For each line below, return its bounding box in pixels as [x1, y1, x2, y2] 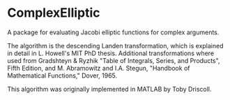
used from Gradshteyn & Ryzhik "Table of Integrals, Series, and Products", [7, 56, 220, 64]
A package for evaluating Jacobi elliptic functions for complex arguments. [7, 28, 220, 36]
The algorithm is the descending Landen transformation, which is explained [7, 41, 224, 50]
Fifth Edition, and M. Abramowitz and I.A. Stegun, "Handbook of [7, 64, 190, 72]
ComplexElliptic [7, 5, 100, 21]
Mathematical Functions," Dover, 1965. [7, 71, 118, 80]
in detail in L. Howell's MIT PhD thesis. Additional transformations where [7, 49, 215, 57]
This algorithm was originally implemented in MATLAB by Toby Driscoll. [7, 85, 212, 93]
